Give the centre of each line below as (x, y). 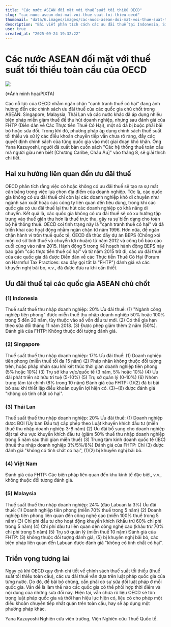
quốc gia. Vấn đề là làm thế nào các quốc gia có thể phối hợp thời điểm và (83, 587)
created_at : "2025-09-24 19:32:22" (43, 34)
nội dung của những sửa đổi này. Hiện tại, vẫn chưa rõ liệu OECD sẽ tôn (80, 593)
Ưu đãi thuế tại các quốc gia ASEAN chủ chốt (78, 284)
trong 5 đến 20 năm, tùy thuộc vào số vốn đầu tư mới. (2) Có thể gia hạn (81, 320)
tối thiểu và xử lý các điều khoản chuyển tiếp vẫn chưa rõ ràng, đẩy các (80, 136)
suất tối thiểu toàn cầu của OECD (76, 70)
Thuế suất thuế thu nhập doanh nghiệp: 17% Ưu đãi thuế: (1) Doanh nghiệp (83, 355)
